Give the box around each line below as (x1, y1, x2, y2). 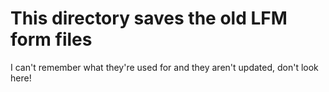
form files (10, 28, 93, 51)
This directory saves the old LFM (10, 7, 288, 30)
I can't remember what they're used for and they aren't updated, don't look (10, 61, 319, 73)
